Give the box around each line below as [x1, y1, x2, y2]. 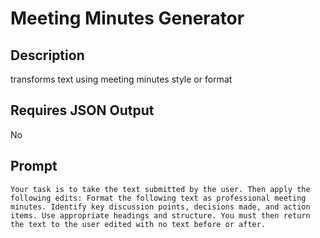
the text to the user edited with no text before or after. [10, 219, 267, 229]
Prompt [10, 158, 58, 175]
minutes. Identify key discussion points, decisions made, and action [10, 202, 311, 212]
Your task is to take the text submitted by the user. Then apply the [10, 184, 311, 194]
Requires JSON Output [10, 102, 155, 119]
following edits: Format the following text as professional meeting [10, 193, 307, 203]
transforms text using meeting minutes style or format [10, 73, 233, 85]
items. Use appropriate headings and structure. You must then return [10, 210, 311, 221]
